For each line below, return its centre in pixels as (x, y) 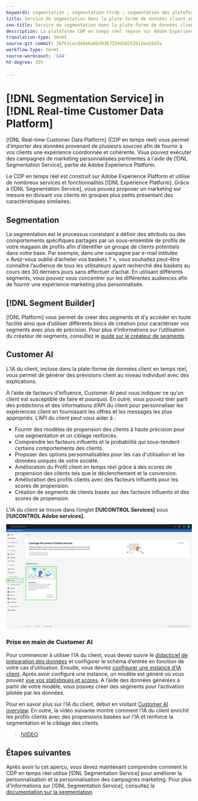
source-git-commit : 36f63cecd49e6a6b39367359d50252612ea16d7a (84, 44)
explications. (22, 381)
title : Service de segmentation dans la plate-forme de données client (96, 19)
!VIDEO (29, 734)
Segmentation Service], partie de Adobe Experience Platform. (81, 165)
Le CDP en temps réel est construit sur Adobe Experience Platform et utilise (98, 176)
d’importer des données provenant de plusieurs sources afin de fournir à (94, 146)
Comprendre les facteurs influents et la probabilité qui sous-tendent (97, 442)
